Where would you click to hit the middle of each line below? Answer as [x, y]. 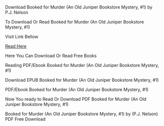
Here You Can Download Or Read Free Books [51, 56]
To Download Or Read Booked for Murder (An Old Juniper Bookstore [75, 22]
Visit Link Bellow [22, 37]
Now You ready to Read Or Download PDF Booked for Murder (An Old [76, 99]
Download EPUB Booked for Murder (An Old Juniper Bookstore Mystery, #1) [82, 80]
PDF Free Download [25, 119]
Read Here [16, 46]
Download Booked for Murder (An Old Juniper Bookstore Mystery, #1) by [79, 7]
